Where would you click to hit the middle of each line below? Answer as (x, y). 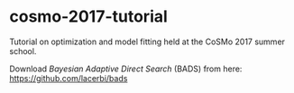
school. (23, 51)
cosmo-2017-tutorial (89, 17)
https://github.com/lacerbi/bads (69, 78)
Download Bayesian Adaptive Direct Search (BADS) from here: (126, 69)
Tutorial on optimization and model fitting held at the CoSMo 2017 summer (147, 42)
